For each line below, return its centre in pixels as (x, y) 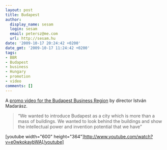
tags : (11, 53)
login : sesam (24, 29)
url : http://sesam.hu (33, 39)
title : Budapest (22, 15)
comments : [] (19, 86)
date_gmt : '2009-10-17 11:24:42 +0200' (48, 48)
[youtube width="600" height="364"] (45, 136)
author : (13, 19)
